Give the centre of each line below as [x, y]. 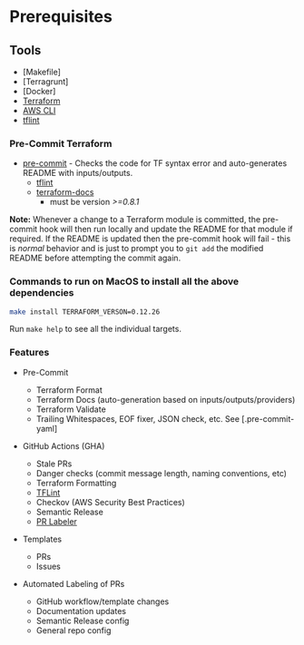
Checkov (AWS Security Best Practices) [111, 502]
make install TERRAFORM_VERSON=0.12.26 [85, 312]
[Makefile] [42, 72]
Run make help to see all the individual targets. [95, 329]
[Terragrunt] [45, 82]
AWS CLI [39, 110]
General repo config [74, 630]
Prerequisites [61, 17]
